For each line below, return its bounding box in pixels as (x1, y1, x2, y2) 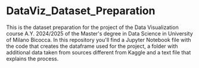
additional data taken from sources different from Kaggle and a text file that (6, 48, 191, 56)
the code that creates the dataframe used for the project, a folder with (6, 43, 178, 50)
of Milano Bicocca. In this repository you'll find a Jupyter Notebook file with (6, 36, 192, 43)
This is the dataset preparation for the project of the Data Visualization (6, 24, 179, 31)
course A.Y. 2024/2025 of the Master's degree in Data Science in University (6, 30, 194, 37)
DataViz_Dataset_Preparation (6, 4, 156, 18)
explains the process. (6, 55, 59, 62)
